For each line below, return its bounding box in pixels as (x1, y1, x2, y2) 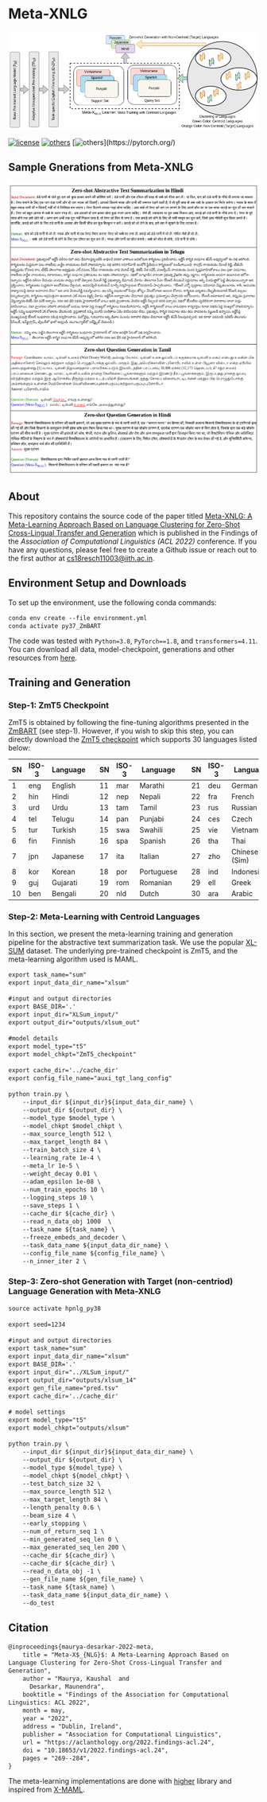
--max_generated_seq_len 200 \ (22, 1543, 126, 1552)
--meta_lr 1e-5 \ (22, 1161, 80, 1170)
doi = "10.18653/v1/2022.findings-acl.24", (22, 1746, 169, 1755)
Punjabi (139, 813, 164, 824)
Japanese (51, 851, 85, 860)
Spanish (139, 837, 167, 846)
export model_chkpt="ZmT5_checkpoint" (8, 1050, 137, 1059)
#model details (8, 1034, 59, 1043)
